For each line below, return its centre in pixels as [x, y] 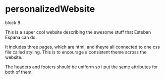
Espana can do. [21, 37]
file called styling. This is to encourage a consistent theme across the [76, 52]
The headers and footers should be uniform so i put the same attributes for [82, 67]
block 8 [13, 23]
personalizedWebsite [50, 9]
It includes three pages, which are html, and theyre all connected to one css [82, 47]
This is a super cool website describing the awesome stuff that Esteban [78, 32]
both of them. [19, 72]
